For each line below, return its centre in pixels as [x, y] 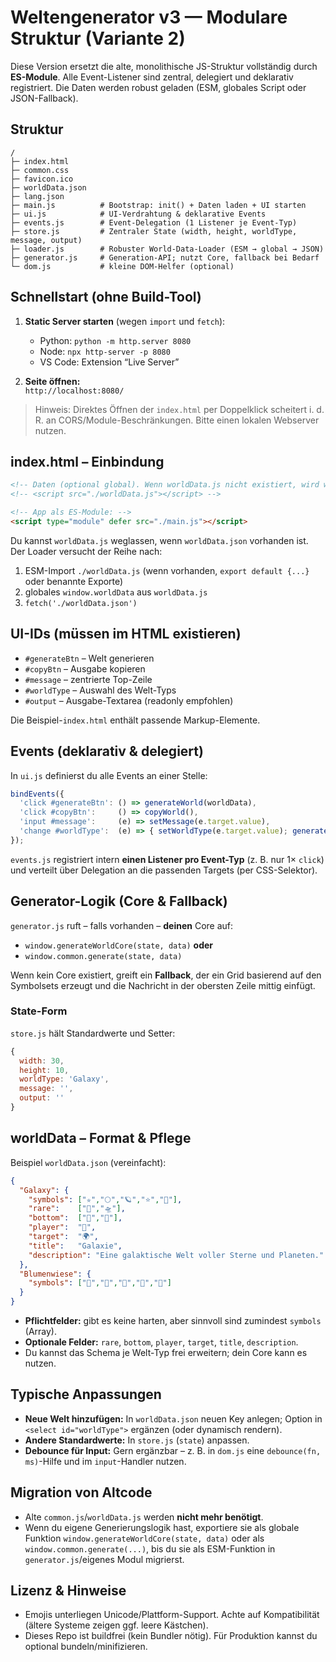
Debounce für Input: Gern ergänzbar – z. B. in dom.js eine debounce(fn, [173, 1450]
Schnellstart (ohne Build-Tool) [106, 297]
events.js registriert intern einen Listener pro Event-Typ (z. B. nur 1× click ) [167, 859]
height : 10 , [44, 1070]
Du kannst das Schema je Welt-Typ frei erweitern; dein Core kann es [166, 1353]
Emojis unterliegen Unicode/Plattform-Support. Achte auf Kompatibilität [172, 1615]
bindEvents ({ [37, 794]
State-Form [39, 1011]
